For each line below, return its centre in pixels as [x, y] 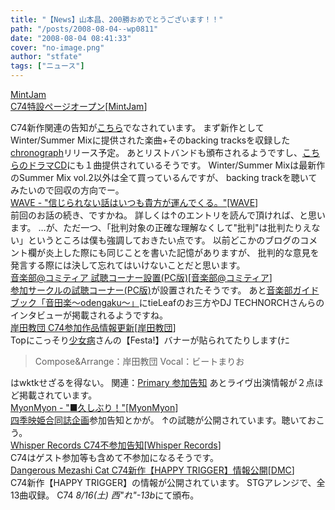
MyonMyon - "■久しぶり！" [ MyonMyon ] [94, 407]
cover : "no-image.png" [57, 47]
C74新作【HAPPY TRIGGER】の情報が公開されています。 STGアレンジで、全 [168, 482]
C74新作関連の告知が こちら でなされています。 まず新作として [137, 127]
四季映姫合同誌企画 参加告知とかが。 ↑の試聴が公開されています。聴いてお [163, 420]
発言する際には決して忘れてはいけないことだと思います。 [128, 265]
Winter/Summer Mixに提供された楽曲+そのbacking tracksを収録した [150, 140]
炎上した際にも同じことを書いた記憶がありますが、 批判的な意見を [182, 252]
